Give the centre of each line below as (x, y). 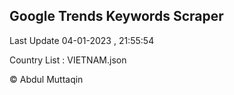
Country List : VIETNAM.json (68, 60)
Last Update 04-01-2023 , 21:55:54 (82, 40)
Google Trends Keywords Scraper (116, 16)
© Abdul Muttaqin (46, 79)
